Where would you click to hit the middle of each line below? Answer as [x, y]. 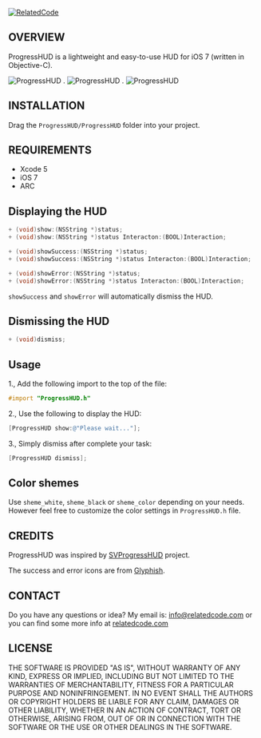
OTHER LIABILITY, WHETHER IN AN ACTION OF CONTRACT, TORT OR [125, 710]
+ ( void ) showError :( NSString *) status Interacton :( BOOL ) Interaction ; [127, 281]
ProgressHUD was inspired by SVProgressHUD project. [99, 555]
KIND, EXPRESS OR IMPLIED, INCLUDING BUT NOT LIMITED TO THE [121, 676]
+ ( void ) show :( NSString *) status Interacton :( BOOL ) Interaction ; [117, 237]
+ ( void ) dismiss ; [37, 339]
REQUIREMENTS [50, 151]
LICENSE [31, 648]
